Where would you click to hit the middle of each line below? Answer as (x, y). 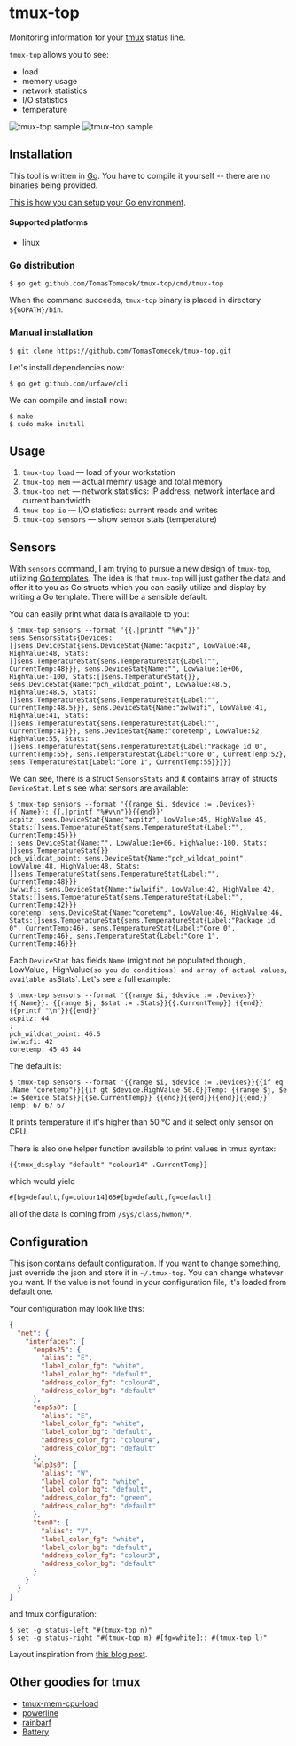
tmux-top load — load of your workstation (98, 472)
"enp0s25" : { (57, 1350)
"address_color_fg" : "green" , (97, 1498)
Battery (35, 1732)
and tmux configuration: (53, 1613)
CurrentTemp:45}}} (43, 836)
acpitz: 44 (29, 1019)
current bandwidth (56, 501)
